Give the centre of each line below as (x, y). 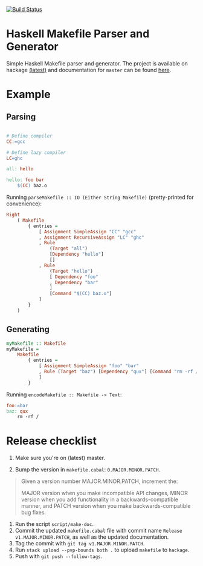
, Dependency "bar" (74, 282)
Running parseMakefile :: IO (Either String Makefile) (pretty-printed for (100, 198)
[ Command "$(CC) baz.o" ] (81, 294)
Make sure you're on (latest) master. (60, 458)
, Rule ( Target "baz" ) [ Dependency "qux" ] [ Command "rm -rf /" (120, 371)
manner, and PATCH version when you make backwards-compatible (106, 506)
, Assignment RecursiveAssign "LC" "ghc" (92, 237)
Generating (28, 329)
